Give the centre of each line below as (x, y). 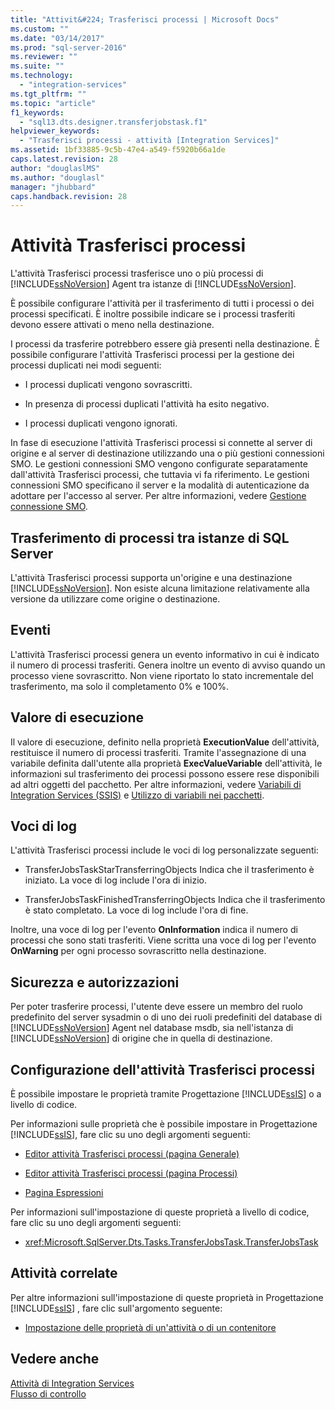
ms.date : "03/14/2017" (57, 38)
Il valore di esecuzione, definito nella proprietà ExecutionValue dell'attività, (165, 742)
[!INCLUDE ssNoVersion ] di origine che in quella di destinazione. (141, 1038)
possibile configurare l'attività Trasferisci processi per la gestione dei (152, 355)
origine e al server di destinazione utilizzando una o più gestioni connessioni (167, 453)
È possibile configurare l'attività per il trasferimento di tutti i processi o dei (162, 303)
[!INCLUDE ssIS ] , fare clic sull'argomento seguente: (116, 1308)
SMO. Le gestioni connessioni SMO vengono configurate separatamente (159, 464)
